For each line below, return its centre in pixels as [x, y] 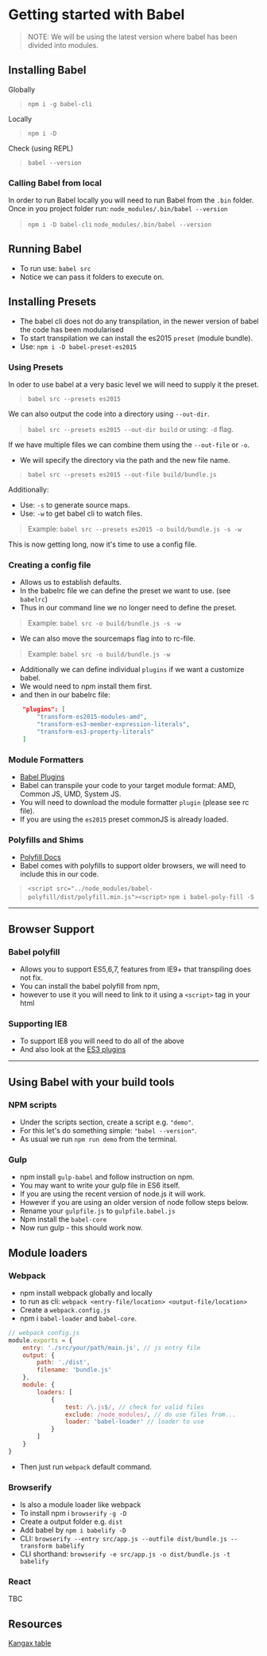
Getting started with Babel [97, 15]
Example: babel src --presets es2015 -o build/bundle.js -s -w [135, 528]
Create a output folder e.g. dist [71, 1522]
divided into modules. [63, 45]
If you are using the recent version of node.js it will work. [113, 1194]
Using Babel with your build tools [91, 1082]
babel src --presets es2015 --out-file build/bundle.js [122, 475]
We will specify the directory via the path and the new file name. [125, 460]
